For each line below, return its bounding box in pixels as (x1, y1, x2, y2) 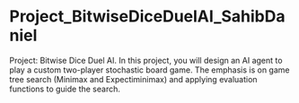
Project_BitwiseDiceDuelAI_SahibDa (9, 6, 286, 27)
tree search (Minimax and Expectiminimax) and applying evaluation (9, 73, 258, 84)
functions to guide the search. (9, 83, 121, 94)
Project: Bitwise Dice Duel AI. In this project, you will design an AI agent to (9, 55, 283, 65)
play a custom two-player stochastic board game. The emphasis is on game (9, 64, 290, 75)
